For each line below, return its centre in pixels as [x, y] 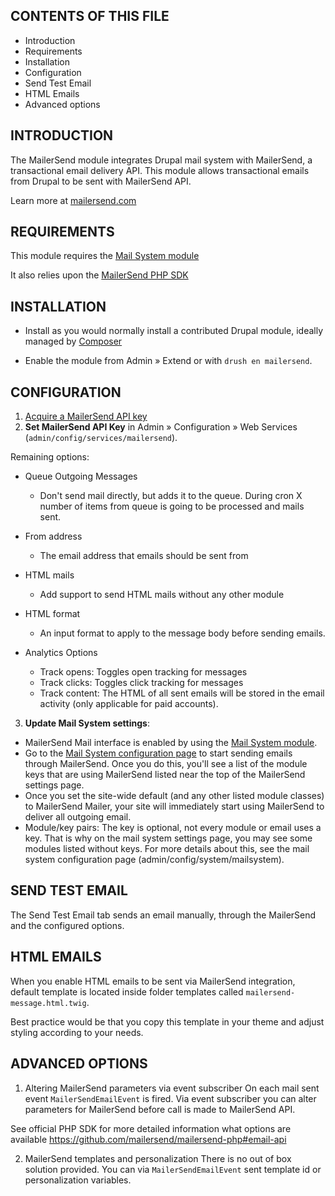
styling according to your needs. [77, 1032]
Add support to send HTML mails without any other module [162, 595]
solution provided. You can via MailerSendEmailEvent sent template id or [173, 1169]
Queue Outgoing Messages [81, 476]
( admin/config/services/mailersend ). [101, 438]
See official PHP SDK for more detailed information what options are [151, 1128]
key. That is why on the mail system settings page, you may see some [168, 838]
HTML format [52, 614]
